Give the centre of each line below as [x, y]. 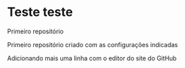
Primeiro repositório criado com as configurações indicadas [92, 44]
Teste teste [40, 12]
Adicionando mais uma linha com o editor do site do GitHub [92, 58]
